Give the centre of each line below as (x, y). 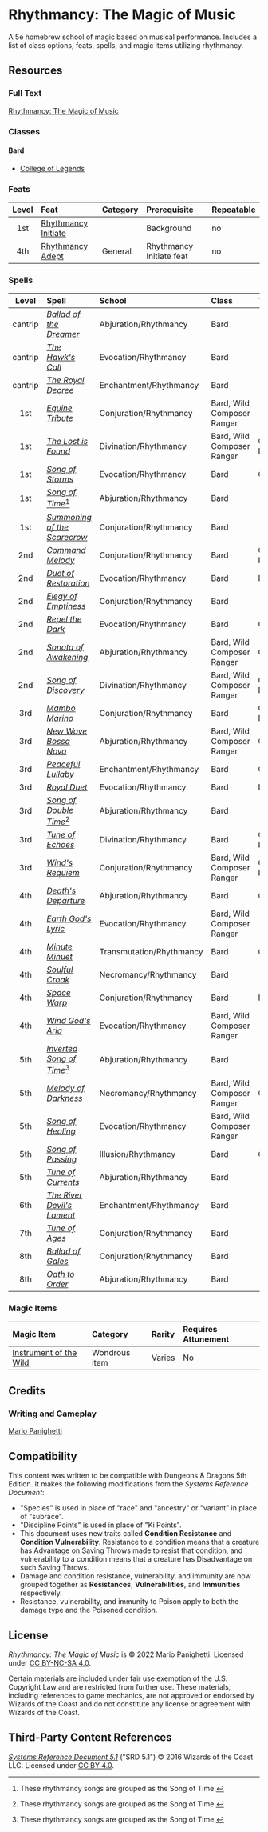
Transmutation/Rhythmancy (151, 952)
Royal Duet (67, 787)
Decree (60, 390)
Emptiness (66, 606)
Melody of (66, 1088)
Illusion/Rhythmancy (138, 1154)
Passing (62, 1159)
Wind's (60, 863)
